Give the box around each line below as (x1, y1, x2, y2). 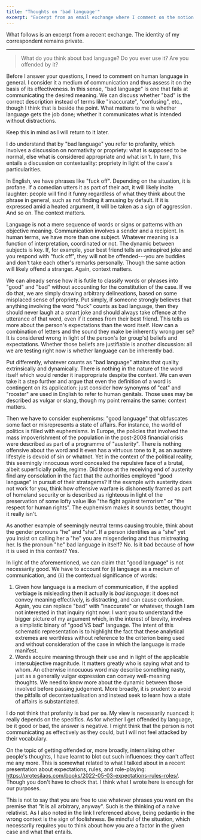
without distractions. (6, 117, 57, 124)
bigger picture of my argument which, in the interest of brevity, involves (14, 615, 191, 622)
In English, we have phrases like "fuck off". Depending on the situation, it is (6, 177, 191, 185)
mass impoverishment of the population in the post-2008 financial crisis (6, 434, 184, 441)
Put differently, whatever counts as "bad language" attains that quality (6, 358, 179, 365)
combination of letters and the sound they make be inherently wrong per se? (6, 328, 195, 335)
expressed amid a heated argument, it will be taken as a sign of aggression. (6, 203, 193, 210)
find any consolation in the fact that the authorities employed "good (6, 472, 173, 479)
